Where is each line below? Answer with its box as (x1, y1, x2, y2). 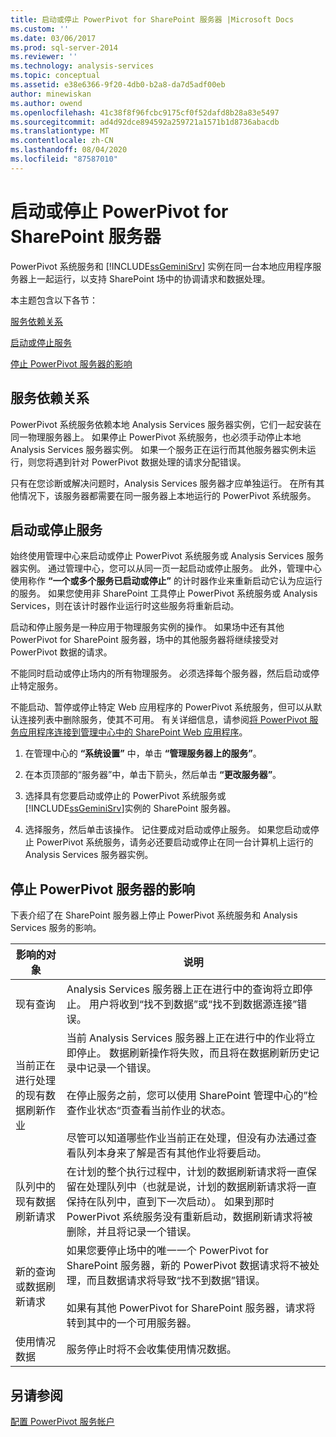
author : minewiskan (10, 89, 92, 99)
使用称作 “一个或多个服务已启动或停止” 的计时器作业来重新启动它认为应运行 (10, 575, 323, 587)
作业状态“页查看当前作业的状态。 (76, 1104, 232, 1118)
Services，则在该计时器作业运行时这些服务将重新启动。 (10, 600, 240, 612)
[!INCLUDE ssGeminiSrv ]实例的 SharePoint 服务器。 (24, 802, 237, 815)
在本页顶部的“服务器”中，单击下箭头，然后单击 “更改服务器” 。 (24, 769, 282, 781)
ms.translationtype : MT (10, 126, 110, 136)
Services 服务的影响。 (10, 922, 102, 934)
